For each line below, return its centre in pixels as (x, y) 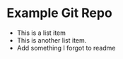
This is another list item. (52, 40)
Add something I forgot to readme (66, 48)
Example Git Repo (59, 13)
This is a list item (41, 33)
